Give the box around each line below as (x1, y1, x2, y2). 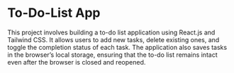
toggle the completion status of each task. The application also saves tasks (7, 43, 228, 51)
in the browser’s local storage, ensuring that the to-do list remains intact (7, 51, 218, 59)
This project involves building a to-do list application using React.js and (7, 28, 216, 36)
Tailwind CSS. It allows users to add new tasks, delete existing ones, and (7, 35, 220, 44)
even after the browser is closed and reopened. (7, 58, 146, 66)
